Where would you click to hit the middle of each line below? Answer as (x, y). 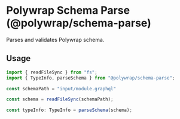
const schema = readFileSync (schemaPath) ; (60, 99)
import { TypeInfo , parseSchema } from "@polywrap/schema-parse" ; (91, 78)
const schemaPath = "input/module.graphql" (61, 89)
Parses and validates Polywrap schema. (55, 39)
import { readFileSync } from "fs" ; (52, 72)
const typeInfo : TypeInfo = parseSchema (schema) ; (69, 110)
